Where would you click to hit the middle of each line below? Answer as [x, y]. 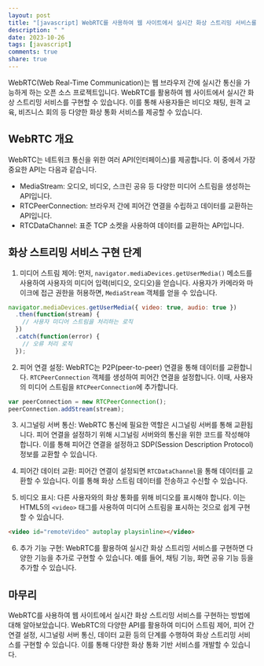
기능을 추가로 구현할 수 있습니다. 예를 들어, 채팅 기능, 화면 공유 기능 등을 [144, 558]
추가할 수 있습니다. [48, 568]
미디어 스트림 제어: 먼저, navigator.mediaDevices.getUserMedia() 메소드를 [136, 273]
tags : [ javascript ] [40, 45]
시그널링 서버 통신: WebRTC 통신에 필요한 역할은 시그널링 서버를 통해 [126, 425]
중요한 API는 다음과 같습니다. [52, 169]
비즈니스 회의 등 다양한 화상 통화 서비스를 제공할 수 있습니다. [110, 112]
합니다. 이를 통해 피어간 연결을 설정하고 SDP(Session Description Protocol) [136, 445]
